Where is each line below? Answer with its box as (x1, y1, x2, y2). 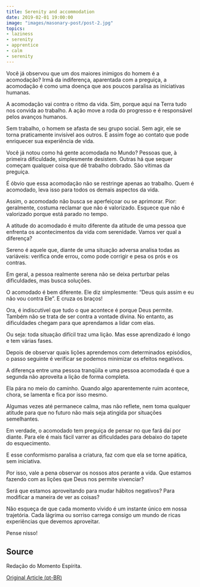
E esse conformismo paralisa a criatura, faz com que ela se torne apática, (6, 451, 187, 458)
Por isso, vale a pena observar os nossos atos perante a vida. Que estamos (6, 469, 192, 476)
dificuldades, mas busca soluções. (6, 276, 91, 284)
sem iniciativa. (6, 457, 42, 464)
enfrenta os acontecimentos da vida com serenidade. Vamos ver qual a (6, 228, 181, 235)
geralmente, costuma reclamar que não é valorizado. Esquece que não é (6, 204, 185, 211)
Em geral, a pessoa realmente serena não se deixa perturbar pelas (6, 270, 170, 278)
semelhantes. (6, 415, 39, 422)
